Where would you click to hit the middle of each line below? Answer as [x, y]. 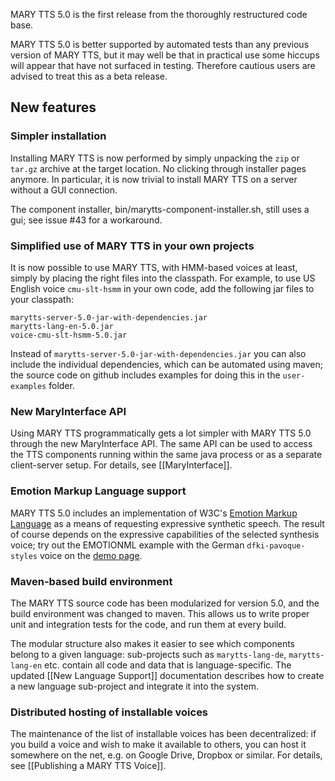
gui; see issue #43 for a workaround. [86, 220]
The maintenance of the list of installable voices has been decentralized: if [163, 734]
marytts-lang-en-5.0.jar [62, 326]
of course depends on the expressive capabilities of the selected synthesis [165, 534]
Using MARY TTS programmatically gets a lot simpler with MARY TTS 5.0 [161, 433]
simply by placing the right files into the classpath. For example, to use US [163, 278]
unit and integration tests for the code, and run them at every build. [148, 624]
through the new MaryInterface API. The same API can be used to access [161, 444]
